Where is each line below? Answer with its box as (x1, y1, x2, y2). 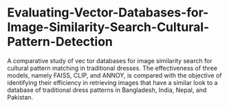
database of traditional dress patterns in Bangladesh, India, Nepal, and (7, 86, 207, 94)
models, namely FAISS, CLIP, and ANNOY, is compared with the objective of (7, 71, 222, 80)
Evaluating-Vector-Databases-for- (7, 5, 209, 21)
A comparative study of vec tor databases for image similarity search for (7, 56, 212, 64)
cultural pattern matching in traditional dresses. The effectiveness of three (7, 64, 218, 72)
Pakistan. (7, 93, 34, 101)
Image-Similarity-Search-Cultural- (7, 19, 210, 35)
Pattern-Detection (7, 34, 113, 49)
